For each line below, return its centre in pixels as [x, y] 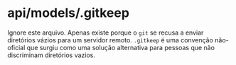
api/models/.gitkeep [69, 13]
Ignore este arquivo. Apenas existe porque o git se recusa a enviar [106, 32]
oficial [16, 47]
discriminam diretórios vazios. [52, 55]
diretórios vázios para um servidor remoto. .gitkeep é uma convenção [110, 40]
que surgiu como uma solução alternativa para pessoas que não [121, 47]
